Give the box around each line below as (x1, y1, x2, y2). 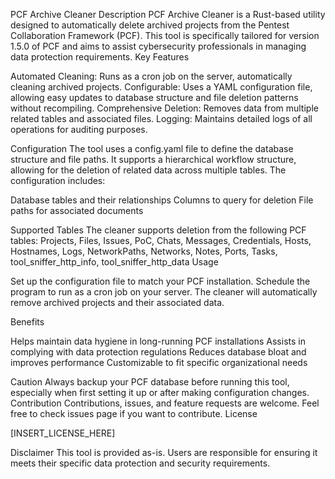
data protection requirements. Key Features (10, 51, 190, 63)
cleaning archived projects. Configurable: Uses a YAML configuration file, (10, 81, 313, 93)
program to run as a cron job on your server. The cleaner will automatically (10, 286, 318, 298)
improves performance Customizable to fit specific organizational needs (10, 357, 308, 368)
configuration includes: (10, 175, 106, 186)
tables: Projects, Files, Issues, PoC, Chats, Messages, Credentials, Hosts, (10, 235, 312, 246)
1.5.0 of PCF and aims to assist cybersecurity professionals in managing (10, 40, 307, 52)
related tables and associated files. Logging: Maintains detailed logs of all (10, 113, 313, 124)
